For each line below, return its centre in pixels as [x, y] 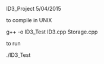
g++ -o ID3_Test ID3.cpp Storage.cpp [52, 32]
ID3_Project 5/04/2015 [34, 9]
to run [13, 43]
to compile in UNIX [29, 20]
